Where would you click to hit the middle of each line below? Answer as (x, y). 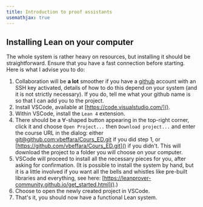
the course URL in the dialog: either (59, 133)
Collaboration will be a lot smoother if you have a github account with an (105, 81)
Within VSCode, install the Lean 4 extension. (70, 114)
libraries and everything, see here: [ (59, 178)
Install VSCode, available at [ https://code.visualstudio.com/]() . (93, 107)
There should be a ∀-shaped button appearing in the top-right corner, (102, 120)
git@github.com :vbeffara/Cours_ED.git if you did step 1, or (88, 140)
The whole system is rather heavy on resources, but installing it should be (98, 57)
